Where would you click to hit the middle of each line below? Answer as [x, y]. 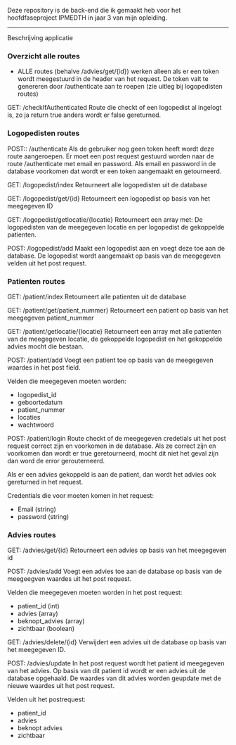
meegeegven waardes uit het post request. [70, 579]
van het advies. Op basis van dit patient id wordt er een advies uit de [106, 671]
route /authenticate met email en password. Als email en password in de [112, 163]
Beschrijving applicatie [40, 38]
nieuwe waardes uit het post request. [61, 686]
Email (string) [37, 509]
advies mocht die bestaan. [46, 346]
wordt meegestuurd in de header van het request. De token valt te [113, 79]
